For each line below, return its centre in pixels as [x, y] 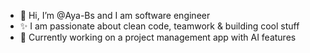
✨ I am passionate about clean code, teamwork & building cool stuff [159, 26]
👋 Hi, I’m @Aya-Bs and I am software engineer [115, 15]
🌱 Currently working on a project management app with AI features [158, 37]
